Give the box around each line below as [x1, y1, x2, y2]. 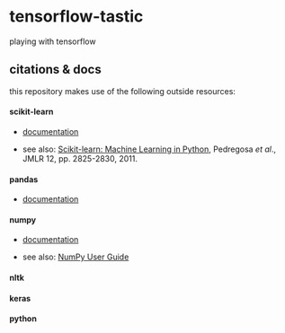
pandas [9, 173, 39, 185]
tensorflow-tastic [9, 6, 144, 27]
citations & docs [9, 62, 102, 77]
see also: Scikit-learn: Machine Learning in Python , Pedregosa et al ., [22, 144, 277, 154]
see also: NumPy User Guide [22, 251, 129, 262]
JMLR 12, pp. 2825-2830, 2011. [22, 153, 138, 163]
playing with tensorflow [9, 36, 96, 47]
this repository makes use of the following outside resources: [9, 85, 236, 96]
